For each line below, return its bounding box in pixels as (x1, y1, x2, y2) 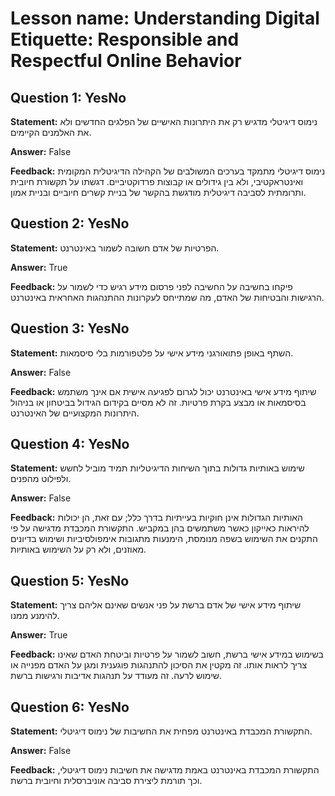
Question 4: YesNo (10, 436, 130, 453)
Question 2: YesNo (10, 215, 130, 232)
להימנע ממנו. (10, 610, 60, 622)
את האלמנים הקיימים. (10, 127, 92, 138)
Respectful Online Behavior (10, 50, 242, 72)
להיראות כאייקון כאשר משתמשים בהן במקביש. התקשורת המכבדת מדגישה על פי (10, 522, 310, 534)
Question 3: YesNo (10, 320, 130, 337)
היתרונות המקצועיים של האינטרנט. (10, 407, 140, 419)
